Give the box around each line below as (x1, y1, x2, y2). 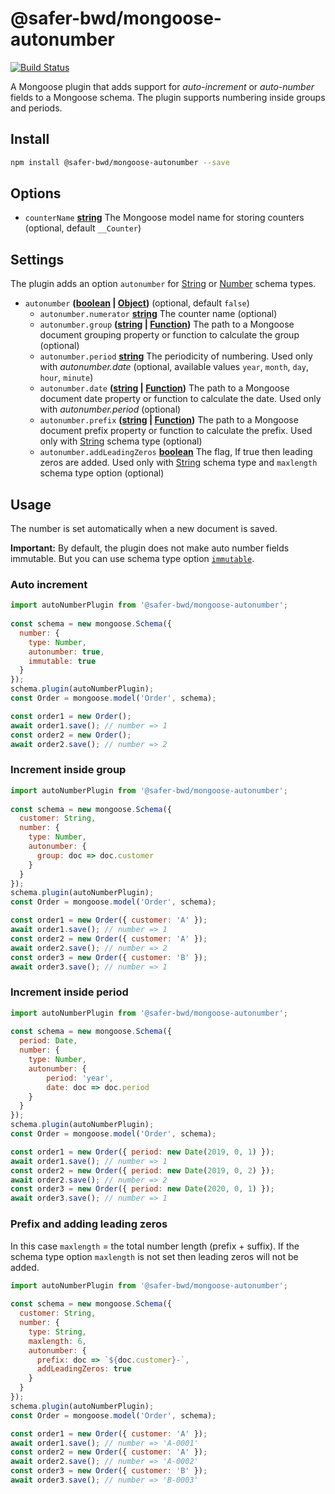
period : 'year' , (46, 1073, 114, 1083)
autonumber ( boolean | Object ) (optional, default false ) (24, 297, 250, 309)
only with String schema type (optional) (39, 435, 203, 447)
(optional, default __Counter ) (24, 222, 142, 234)
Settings (10, 251, 65, 268)
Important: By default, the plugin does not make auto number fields (10, 542, 290, 554)
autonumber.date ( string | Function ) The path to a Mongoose (39, 382, 290, 394)
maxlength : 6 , (28, 1336, 87, 1346)
